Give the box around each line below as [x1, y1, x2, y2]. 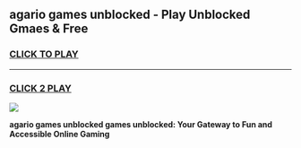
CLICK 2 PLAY [9, 82, 72, 94]
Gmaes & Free [9, 22, 89, 37]
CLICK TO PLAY [9, 48, 79, 61]
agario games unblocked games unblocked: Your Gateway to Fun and [9, 118, 273, 129]
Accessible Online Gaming [9, 128, 110, 139]
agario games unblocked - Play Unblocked [9, 7, 251, 22]
